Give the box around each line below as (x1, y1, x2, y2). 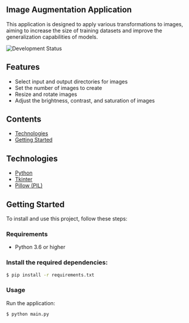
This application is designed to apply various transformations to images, (6, 20, 184, 27)
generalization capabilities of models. (6, 33, 98, 41)
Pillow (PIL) (14, 182, 43, 190)
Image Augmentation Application (6, 5, 132, 15)
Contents (6, 114, 42, 125)
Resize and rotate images (14, 91, 78, 98)
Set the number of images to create (14, 84, 103, 91)
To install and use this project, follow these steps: (6, 215, 128, 222)
